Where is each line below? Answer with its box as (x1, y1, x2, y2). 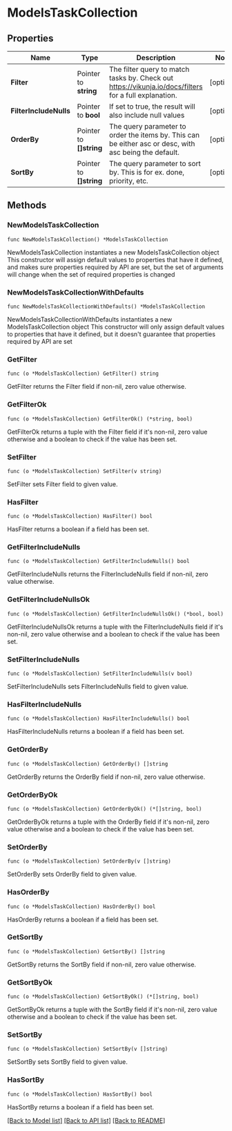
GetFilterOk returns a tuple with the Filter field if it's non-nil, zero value (7, 427, 208, 436)
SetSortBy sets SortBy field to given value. (7, 1058, 128, 1066)
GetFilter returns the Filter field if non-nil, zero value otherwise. (7, 383, 186, 391)
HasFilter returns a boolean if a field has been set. (7, 525, 150, 533)
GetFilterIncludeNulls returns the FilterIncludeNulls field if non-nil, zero (7, 570, 209, 578)
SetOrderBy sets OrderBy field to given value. (7, 870, 137, 879)
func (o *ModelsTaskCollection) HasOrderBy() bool (7, 903, 156, 910)
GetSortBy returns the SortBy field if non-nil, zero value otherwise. (7, 960, 197, 968)
